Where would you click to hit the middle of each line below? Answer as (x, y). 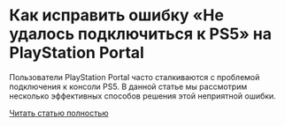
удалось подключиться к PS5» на (141, 34)
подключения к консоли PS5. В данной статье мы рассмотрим (128, 86)
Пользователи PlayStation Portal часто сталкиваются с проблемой (135, 77)
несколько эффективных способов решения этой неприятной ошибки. (142, 96)
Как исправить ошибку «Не (116, 15)
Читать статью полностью (59, 113)
